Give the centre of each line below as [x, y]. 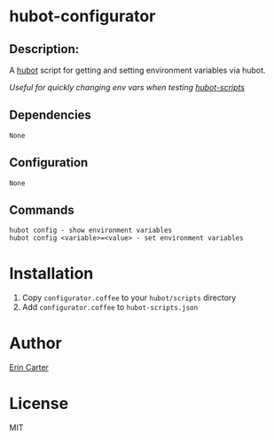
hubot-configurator [82, 16]
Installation [51, 273]
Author [35, 343]
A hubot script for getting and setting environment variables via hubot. [137, 70]
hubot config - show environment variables [91, 231]
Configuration [49, 162]
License [39, 403]
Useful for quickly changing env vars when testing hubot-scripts [127, 87]
